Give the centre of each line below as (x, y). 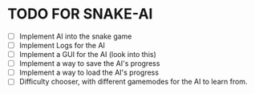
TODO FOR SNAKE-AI (80, 14)
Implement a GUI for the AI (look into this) (88, 55)
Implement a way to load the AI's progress (89, 72)
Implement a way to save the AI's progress (89, 63)
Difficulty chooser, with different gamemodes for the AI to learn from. (133, 82)
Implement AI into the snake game (75, 36)
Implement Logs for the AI (62, 45)
